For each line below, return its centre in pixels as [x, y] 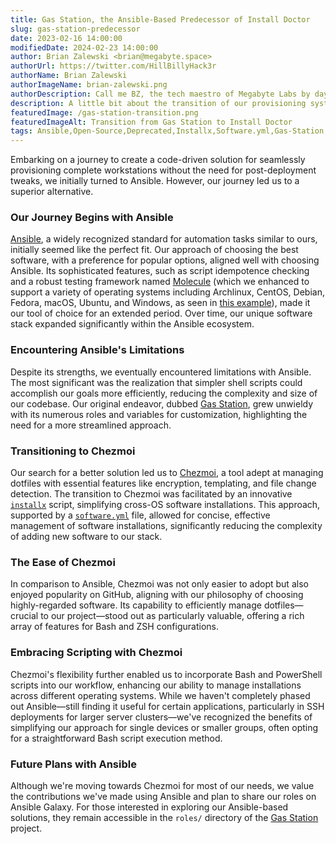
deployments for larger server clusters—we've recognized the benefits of [161, 717]
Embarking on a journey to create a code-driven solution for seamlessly [158, 160]
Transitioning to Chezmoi [73, 451]
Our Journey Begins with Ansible [92, 218]
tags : [21, 131]
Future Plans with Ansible [73, 764]
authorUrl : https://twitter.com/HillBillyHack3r [113, 66]
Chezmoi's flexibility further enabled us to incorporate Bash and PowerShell [166, 674]
